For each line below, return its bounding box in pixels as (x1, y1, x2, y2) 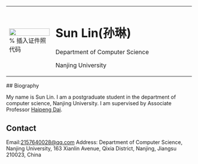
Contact (6, 123, 37, 133)
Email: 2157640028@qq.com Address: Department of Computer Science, (6, 139, 183, 146)
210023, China (6, 151, 41, 158)
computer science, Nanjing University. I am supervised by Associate (6, 100, 172, 107)
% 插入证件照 (9, 36, 47, 45)
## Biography (6, 82, 39, 89)
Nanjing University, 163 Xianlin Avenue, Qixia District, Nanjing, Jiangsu (6, 145, 177, 152)
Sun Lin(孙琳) (55, 25, 131, 41)
